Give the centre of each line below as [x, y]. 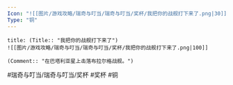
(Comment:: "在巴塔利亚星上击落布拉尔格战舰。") [71, 61]
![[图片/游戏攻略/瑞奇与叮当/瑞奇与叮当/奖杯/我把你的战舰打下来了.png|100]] [108, 48]
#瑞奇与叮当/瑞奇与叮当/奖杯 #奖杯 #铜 [63, 75]
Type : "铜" [23, 20]
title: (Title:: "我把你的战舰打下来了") [63, 40]
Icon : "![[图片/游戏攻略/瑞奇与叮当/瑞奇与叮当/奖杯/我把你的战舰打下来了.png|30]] [117, 13]
